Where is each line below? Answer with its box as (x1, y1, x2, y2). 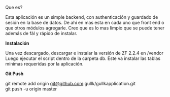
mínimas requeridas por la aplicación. (5, 61, 84, 67)
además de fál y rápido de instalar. (5, 30, 78, 36)
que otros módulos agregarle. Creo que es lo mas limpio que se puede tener (5, 25, 165, 31)
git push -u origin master (5, 86, 57, 92)
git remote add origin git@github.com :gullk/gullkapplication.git (5, 81, 136, 86)
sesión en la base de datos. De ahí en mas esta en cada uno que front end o (5, 20, 164, 25)
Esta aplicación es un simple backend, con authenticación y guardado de (5, 14, 158, 20)
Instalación (5, 40, 29, 46)
